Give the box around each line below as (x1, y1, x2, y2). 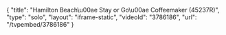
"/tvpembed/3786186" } (6, 21, 74, 28)
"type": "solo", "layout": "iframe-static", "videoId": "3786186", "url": (6, 13, 197, 21)
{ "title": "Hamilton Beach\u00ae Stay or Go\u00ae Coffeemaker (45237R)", (6, 6, 220, 14)
